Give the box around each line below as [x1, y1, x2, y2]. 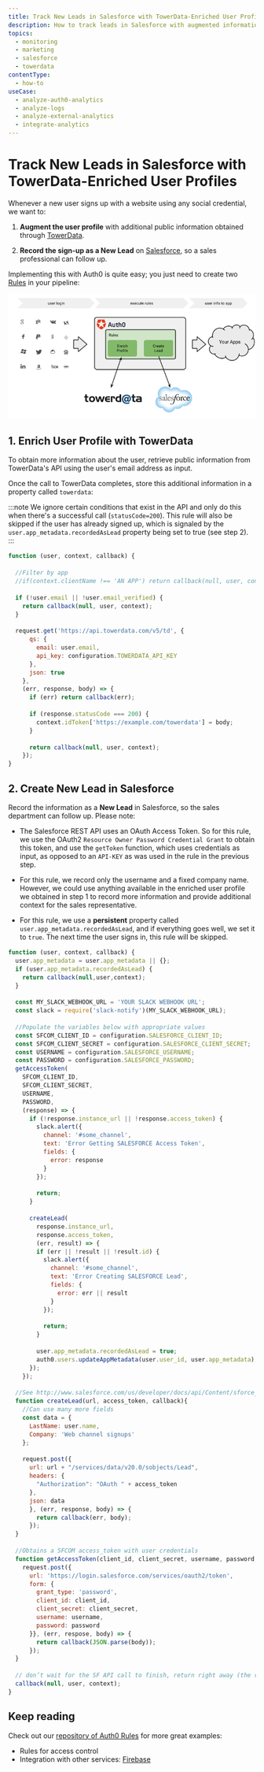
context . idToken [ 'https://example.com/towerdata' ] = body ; [36, 718, 234, 726]
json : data [28, 1497, 65, 1505]
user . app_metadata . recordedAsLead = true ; [36, 1347, 178, 1355]
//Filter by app [15, 569, 68, 577]
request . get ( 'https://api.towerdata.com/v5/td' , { [15, 627, 185, 635]
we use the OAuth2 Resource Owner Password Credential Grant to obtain [19, 835, 255, 844]
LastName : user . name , [28, 1422, 101, 1430]
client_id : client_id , [36, 1596, 111, 1605]
